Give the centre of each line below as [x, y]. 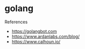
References [16, 22]
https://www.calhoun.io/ [36, 41]
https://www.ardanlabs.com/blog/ [46, 36]
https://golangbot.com [34, 31]
